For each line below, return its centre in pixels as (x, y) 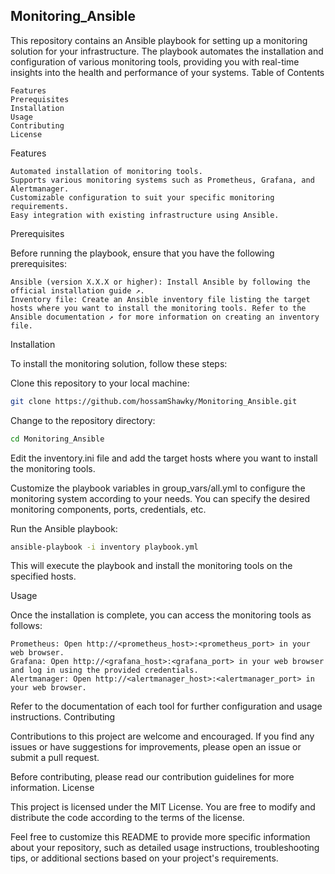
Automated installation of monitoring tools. (106, 171)
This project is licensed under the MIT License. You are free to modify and (163, 807)
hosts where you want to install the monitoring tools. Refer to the (158, 308)
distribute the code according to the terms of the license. (127, 818)
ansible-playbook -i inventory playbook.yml (104, 547)
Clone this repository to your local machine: (100, 383)
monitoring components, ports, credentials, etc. (108, 509)
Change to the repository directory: (83, 420)
